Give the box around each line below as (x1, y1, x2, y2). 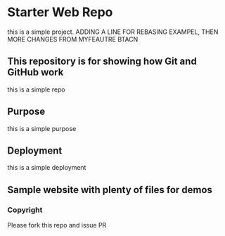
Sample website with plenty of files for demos (7, 184, 213, 196)
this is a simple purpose (7, 124, 77, 132)
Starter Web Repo (7, 4, 113, 20)
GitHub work (7, 66, 64, 78)
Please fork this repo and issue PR (7, 221, 107, 230)
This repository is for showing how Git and (7, 56, 197, 68)
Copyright (7, 205, 43, 215)
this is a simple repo (7, 85, 65, 94)
